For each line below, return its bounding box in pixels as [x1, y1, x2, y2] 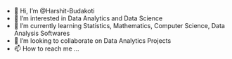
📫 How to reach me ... [13, 44, 79, 53]
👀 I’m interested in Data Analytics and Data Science [13, 14, 163, 22]
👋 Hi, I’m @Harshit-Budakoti [13, 7, 95, 15]
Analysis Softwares [13, 29, 70, 37]
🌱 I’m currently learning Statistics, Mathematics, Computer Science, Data [13, 22, 225, 29]
